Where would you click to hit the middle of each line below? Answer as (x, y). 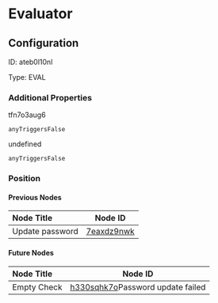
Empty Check (37, 287)
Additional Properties (50, 97)
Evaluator (40, 14)
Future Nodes (31, 253)
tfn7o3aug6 (27, 115)
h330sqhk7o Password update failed (138, 287)
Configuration (44, 43)
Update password (45, 232)
